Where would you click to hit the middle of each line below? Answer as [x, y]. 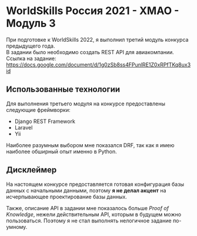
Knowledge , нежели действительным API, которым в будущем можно [94, 214]
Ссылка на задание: [31, 58]
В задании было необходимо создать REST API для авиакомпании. [90, 52]
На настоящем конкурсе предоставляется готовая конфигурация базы [95, 184]
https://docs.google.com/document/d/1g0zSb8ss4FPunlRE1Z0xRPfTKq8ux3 [98, 64]
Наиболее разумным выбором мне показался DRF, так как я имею [90, 145]
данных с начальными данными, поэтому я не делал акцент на [86, 190]
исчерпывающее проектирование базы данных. [67, 197]
